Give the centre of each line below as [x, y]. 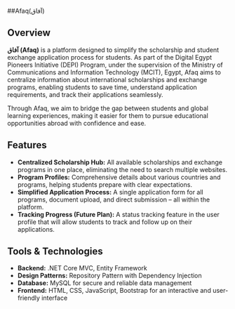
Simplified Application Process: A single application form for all [110, 192]
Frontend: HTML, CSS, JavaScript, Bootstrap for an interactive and [114, 291]
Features [27, 145]
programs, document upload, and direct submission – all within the [114, 199]
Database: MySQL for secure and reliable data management [105, 283]
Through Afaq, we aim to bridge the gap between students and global [108, 108]
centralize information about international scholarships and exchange [107, 79]
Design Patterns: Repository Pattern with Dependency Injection [109, 276]
